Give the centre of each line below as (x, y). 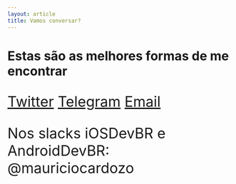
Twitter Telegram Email (84, 101)
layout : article (31, 14)
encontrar (37, 71)
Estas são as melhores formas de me (118, 56)
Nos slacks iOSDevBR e (87, 133)
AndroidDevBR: (58, 150)
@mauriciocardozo (71, 168)
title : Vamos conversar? (44, 21)
